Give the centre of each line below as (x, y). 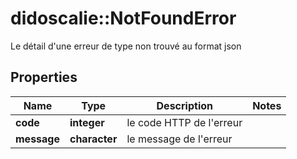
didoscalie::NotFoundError (123, 18)
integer (87, 122)
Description (184, 105)
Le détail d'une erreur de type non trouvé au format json (126, 46)
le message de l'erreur (179, 139)
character (93, 139)
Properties (44, 77)
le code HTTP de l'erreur (184, 122)
